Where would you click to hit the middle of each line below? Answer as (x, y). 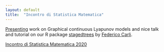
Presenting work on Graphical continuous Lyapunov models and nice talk (82, 29)
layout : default (22, 10)
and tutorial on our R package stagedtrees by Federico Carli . (69, 34)
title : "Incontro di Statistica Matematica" (54, 15)
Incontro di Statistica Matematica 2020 (46, 44)
